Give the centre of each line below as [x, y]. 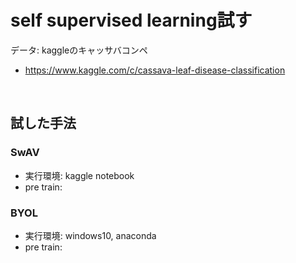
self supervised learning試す [131, 20]
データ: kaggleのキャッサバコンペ [79, 50]
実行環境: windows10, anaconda [90, 235]
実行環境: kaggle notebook [79, 175]
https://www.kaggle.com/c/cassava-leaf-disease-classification [155, 70]
